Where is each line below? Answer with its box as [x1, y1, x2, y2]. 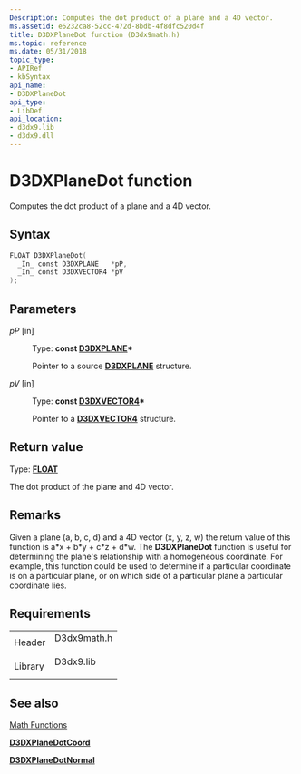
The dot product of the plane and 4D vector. [9, 481, 174, 492]
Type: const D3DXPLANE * [32, 342, 133, 354]
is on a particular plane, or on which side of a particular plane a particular [9, 570, 284, 581]
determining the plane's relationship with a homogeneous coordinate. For [9, 551, 283, 562]
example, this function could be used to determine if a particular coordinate [9, 560, 292, 572]
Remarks [9, 507, 62, 523]
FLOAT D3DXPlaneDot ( [9, 250, 88, 260]
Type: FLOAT [9, 464, 59, 475]
